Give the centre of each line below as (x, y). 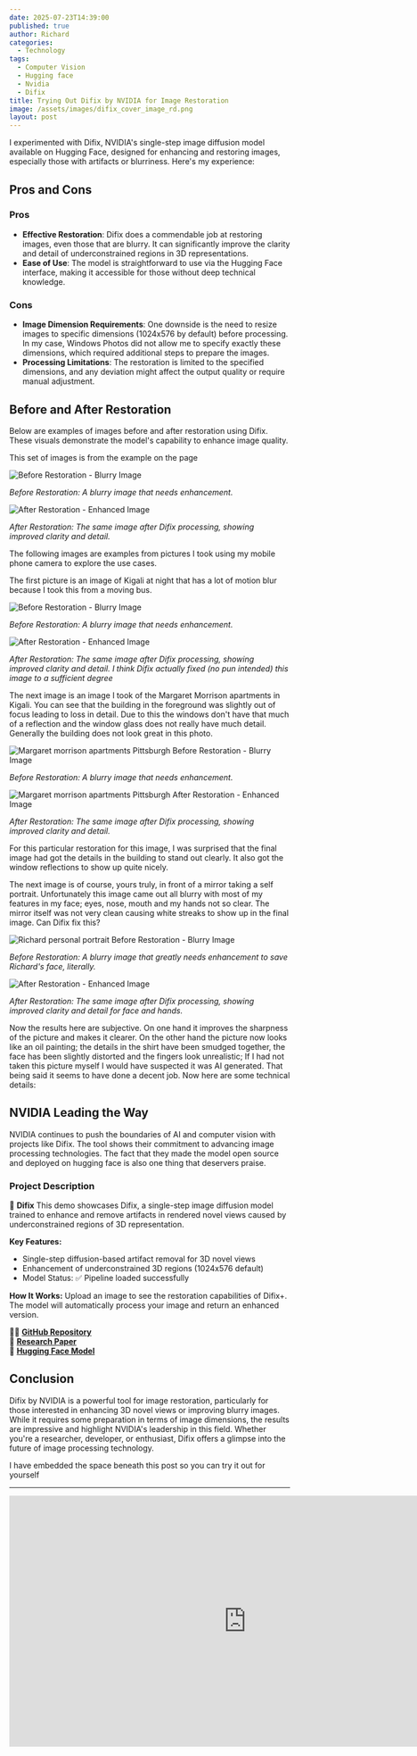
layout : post (33, 117)
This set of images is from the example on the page (104, 457)
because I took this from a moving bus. (81, 589)
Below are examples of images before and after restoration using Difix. (139, 430)
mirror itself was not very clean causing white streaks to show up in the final (149, 912)
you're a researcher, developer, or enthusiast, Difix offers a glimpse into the (148, 1438)
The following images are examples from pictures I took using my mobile (143, 553)
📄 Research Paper (43, 1342)
